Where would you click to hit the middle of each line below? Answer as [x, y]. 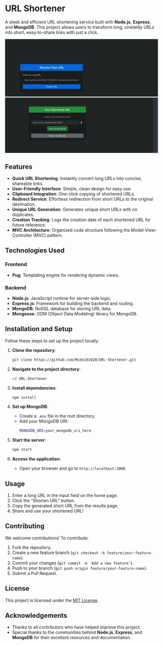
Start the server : [29, 440]
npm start [22, 450]
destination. [24, 204]
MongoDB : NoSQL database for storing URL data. [62, 309]
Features [19, 167]
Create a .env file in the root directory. [57, 416]
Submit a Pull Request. [34, 573]
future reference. [29, 225]
